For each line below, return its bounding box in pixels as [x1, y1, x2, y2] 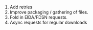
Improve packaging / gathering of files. [9, 9, 89, 15]
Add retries [9, 4, 33, 10]
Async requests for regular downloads [9, 19, 87, 25]
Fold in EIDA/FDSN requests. [9, 15, 68, 20]
